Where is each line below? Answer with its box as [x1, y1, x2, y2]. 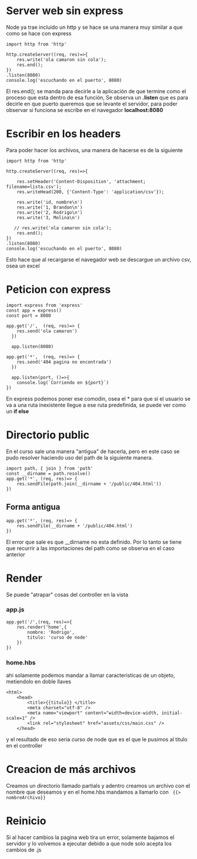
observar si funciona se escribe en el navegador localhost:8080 [6, 106, 163, 113]
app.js [6, 606, 25, 614]
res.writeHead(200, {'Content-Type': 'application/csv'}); [16, 189, 165, 195]
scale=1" [6, 715, 28, 721]
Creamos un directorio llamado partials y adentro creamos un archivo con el [6, 782, 191, 789]
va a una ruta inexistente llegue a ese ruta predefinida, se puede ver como [6, 401, 186, 408]
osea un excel [6, 262, 40, 269]
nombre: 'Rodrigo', [27, 629, 75, 635]
